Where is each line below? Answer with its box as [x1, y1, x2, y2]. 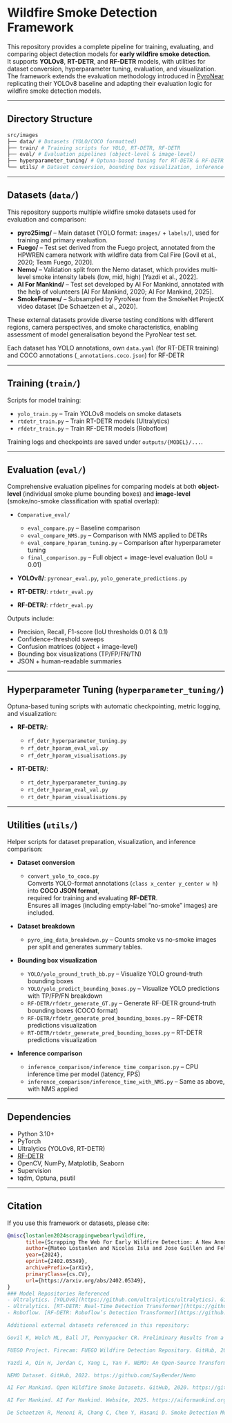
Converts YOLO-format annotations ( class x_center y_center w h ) [27, 879, 218, 888]
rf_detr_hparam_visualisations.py [27, 753, 127, 760]
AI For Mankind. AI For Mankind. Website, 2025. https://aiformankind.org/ [7, 1397, 230, 1404]
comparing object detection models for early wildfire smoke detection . [7, 50, 211, 58]
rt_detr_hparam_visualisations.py [27, 794, 127, 801]
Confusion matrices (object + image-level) [17, 643, 138, 651]
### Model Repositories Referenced [7, 1290, 110, 1297]
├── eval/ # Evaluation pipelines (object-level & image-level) [7, 151, 196, 158]
